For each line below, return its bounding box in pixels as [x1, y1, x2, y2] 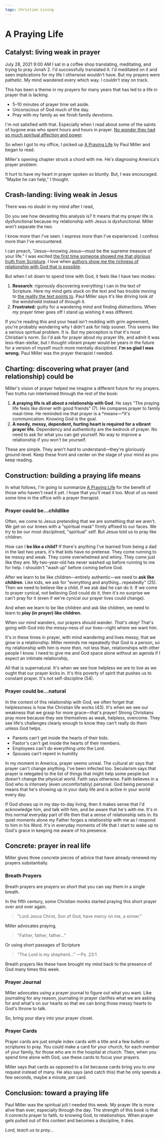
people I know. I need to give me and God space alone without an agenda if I [5, 650, 161, 656]
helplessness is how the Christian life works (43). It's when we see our [5, 704, 149, 710]
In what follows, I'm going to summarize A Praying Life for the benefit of [5, 484, 151, 490]
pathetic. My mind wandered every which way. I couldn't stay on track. [5, 77, 149, 83]
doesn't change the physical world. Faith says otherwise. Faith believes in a [5, 776, 159, 782]
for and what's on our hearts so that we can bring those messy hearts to [5, 1000, 152, 1006]
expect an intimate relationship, [5, 655, 69, 662]
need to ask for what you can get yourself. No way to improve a [12, 432, 141, 437]
